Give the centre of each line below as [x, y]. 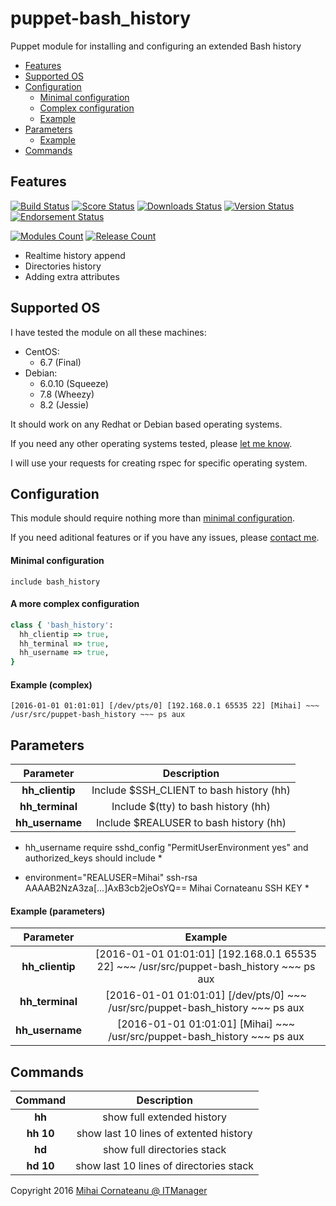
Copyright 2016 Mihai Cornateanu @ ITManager [109, 1191]
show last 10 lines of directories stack [165, 1166]
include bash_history [55, 582]
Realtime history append [75, 255]
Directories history [63, 266]
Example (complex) [51, 684]
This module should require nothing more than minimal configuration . [152, 518]
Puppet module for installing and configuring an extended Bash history [156, 46]
